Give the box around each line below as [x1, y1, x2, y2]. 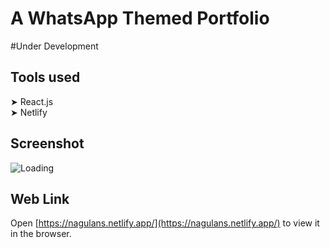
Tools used [10, 69, 81, 86]
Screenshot [10, 135, 85, 152]
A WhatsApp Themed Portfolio [10, 7, 270, 30]
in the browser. [10, 228, 72, 240]
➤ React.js [10, 95, 54, 107]
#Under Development [10, 40, 99, 52]
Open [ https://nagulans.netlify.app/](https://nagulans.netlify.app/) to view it [10, 217, 320, 229]
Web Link [10, 190, 70, 207]
